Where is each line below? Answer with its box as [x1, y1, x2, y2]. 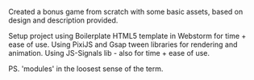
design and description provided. [8, 15, 119, 25]
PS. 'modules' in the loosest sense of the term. [8, 64, 164, 74]
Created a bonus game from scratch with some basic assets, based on [8, 7, 244, 16]
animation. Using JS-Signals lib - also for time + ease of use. [8, 48, 210, 57]
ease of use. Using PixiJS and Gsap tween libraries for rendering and [8, 40, 238, 49]
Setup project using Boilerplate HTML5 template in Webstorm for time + [8, 32, 247, 40]
